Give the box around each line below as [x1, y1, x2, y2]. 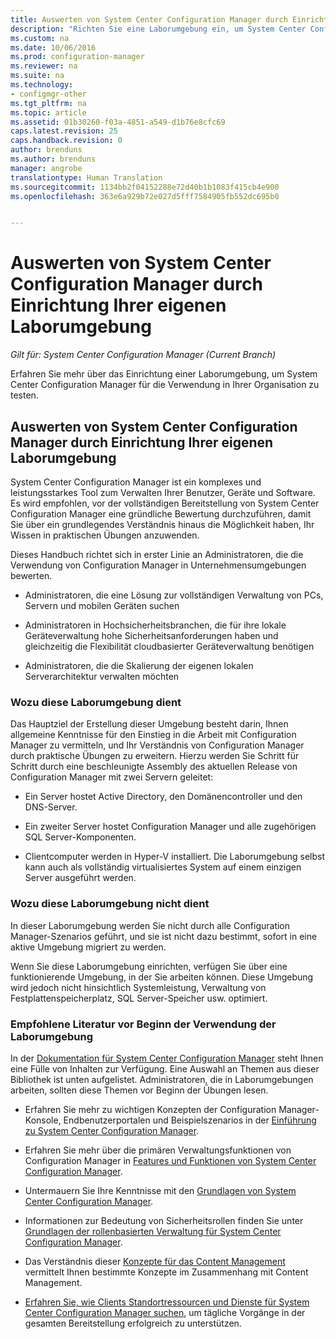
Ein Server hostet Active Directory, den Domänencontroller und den [24, 791, 303, 803]
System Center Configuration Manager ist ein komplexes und [10, 476, 262, 488]
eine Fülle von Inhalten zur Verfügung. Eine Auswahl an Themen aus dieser [10, 1062, 320, 1075]
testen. [10, 389, 39, 401]
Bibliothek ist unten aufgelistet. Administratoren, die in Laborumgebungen [10, 1073, 314, 1085]
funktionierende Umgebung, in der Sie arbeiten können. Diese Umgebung [10, 971, 314, 983]
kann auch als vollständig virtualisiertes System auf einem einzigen [24, 861, 302, 873]
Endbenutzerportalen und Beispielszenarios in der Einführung [63, 1114, 317, 1126]
